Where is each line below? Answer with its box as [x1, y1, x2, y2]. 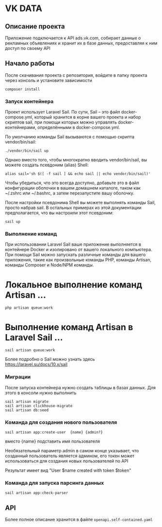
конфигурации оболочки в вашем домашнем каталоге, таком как [5, 185, 141, 191]
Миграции [5, 374, 31, 381]
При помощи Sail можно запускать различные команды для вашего [5, 252, 146, 257]
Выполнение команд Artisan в [5, 321, 133, 333]
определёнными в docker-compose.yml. [37, 125, 120, 130]
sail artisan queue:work [5, 348, 55, 353]
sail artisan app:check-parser [5, 491, 68, 495]
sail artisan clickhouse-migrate [5, 403, 73, 408]
